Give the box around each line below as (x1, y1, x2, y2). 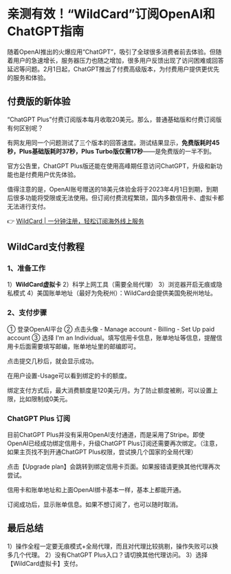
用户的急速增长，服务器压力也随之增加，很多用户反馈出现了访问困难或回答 (12, 56, 224, 64)
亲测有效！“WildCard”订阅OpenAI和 (7, 6, 215, 22)
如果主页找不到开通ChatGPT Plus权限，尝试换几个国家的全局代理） (7, 448, 197, 456)
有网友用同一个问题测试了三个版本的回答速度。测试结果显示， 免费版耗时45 (7, 139, 220, 147)
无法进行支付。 (7, 202, 49, 210)
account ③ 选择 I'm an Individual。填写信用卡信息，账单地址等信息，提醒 (7, 334, 217, 342)
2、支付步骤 (7, 308, 47, 318)
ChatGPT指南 (7, 23, 85, 39)
